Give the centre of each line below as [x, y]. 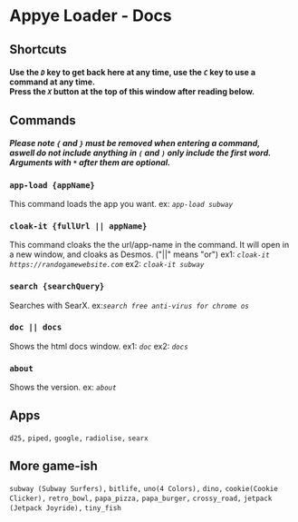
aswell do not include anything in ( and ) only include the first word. [140, 153]
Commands [43, 120]
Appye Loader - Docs [91, 16]
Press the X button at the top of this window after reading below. [132, 92]
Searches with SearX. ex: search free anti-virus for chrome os [129, 305]
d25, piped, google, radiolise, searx [79, 438]
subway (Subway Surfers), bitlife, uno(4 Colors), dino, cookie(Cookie [144, 488]
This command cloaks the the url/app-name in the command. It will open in [149, 245]
